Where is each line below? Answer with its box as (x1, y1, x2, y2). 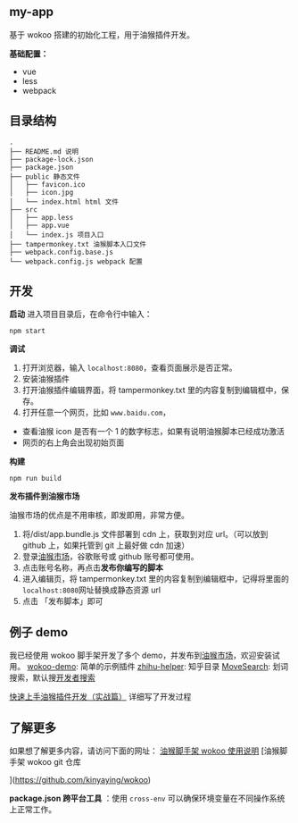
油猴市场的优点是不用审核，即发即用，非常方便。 (9, 510, 189, 521)
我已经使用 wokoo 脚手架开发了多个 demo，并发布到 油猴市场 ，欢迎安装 (9, 650, 272, 661)
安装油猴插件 (21, 374, 70, 384)
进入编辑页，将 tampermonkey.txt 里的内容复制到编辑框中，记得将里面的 (21, 574, 290, 584)
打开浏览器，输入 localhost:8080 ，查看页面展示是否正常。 (21, 363, 237, 374)
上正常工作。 (9, 804, 56, 815)
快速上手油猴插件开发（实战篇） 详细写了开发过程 (9, 692, 192, 702)
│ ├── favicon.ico (9, 180, 87, 189)
